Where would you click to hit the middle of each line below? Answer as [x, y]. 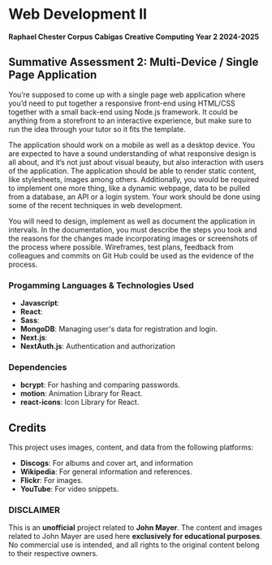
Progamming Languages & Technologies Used [101, 285]
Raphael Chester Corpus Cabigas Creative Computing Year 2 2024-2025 [134, 37]
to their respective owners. [54, 554]
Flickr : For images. [52, 480]
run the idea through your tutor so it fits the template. [97, 129]
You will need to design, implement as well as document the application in [132, 221]
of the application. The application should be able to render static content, [132, 171]
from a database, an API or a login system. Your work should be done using [135, 197]
